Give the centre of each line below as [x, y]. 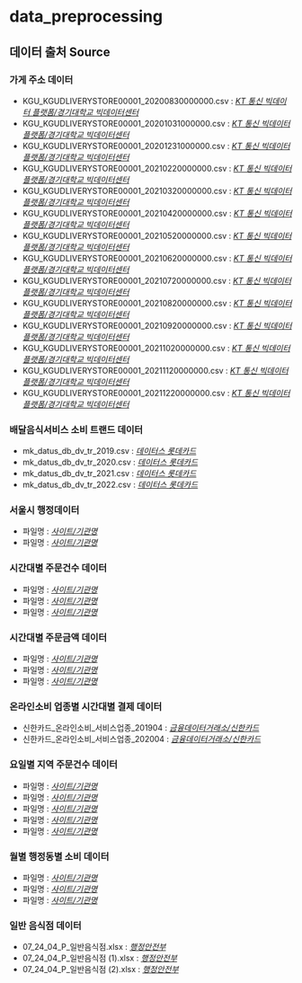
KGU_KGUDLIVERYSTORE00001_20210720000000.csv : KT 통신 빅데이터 [157, 280]
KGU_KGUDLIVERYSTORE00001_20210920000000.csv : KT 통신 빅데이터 [157, 325]
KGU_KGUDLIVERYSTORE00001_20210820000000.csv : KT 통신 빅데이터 [157, 303]
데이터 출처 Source [60, 52]
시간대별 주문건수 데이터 [58, 568]
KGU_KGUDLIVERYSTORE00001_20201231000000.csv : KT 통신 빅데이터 [156, 146]
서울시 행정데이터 [44, 510]
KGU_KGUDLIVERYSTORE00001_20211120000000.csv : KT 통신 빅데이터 [155, 370]
